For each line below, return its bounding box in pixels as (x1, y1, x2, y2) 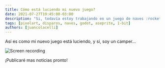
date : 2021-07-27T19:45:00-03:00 (5, 12, 74, 17)
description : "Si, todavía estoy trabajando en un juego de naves (5, 16, 144, 21)
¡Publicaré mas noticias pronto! (5, 57, 68, 63)
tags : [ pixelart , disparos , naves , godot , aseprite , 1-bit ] (5, 20, 131, 26)
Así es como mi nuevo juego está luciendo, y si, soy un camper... (5, 38, 136, 44)
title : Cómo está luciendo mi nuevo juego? (5, 7, 96, 12)
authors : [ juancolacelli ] (5, 25, 58, 30)
